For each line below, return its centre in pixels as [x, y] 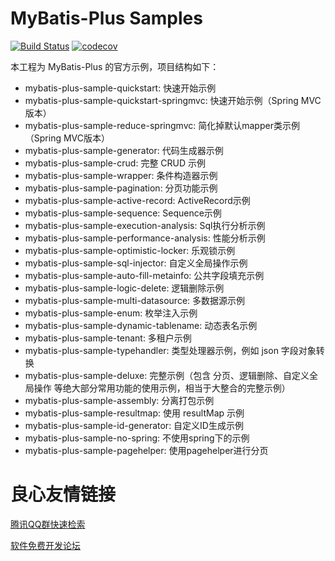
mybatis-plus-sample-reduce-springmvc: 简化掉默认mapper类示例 [162, 125]
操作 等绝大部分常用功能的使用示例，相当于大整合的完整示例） [162, 388]
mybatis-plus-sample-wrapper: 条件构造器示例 [121, 175]
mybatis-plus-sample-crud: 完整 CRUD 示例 [115, 163]
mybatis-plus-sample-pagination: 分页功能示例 [121, 188]
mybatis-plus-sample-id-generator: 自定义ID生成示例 [134, 425]
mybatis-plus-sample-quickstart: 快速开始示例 [120, 88]
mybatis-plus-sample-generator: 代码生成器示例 [124, 150]
